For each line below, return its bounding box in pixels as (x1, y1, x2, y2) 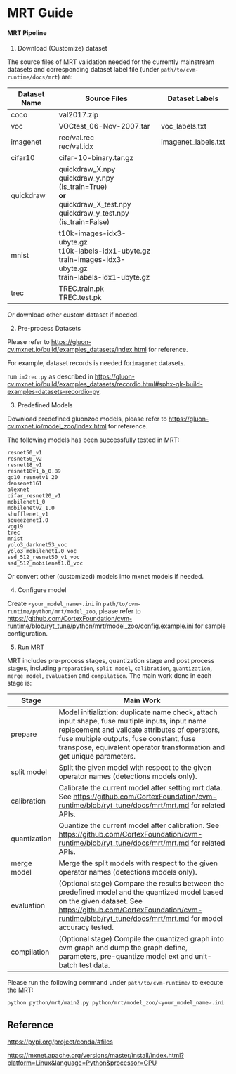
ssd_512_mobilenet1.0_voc (7, 560, 83, 567)
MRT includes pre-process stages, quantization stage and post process (7, 657, 215, 665)
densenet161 (7, 480, 42, 487)
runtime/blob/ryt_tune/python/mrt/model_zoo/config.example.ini (7, 622, 194, 630)
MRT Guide (7, 5, 74, 21)
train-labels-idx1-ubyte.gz (58, 273, 150, 282)
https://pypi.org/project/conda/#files (7, 1037, 114, 1046)
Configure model (17, 586, 67, 594)
